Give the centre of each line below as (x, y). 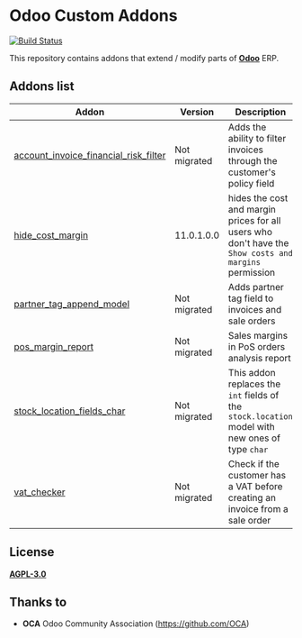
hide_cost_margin (51, 235)
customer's (252, 172)
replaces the (254, 384)
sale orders (252, 321)
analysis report (260, 358)
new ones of (254, 438)
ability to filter (257, 138)
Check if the (254, 463)
